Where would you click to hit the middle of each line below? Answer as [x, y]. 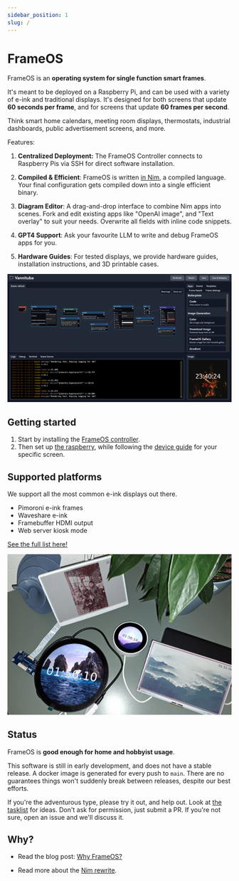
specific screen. [41, 455]
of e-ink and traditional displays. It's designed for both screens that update [117, 100]
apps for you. [37, 243]
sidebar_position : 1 [38, 15]
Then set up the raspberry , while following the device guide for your [117, 447]
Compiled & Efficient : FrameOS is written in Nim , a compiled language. [122, 177]
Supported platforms [54, 477]
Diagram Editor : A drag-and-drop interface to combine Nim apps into [119, 206]
